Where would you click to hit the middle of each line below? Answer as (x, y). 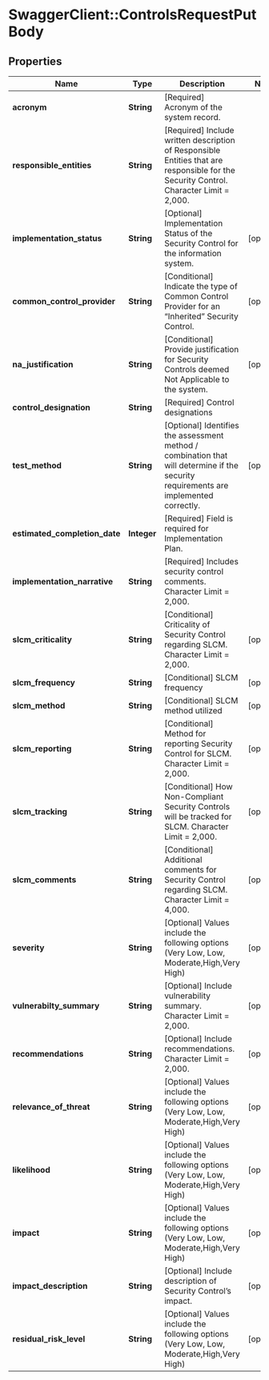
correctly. (182, 505)
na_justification (43, 364)
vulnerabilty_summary (56, 1006)
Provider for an (192, 306)
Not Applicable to (197, 379)
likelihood (31, 1170)
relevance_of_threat (51, 1107)
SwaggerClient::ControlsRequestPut (132, 15)
